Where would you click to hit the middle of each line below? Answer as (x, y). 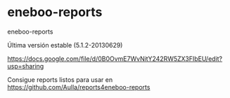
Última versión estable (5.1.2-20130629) (65, 45)
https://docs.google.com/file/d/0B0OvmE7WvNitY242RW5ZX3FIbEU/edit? (115, 58)
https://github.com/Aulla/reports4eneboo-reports (79, 87)
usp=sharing (26, 66)
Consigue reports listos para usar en (60, 79)
